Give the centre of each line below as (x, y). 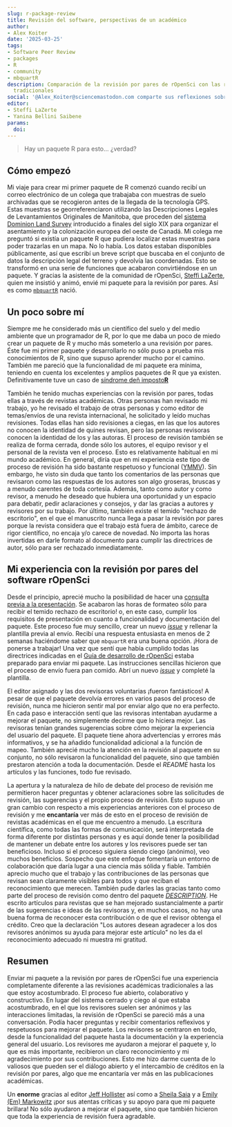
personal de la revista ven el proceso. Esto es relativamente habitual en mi (113, 452)
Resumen (28, 961)
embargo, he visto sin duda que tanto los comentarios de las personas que (114, 474)
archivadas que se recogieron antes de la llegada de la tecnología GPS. (108, 202)
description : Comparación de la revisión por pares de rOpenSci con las (114, 84)
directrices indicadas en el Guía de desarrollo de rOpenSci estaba (101, 655)
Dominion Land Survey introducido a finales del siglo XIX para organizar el (113, 224)
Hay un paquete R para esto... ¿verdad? (80, 149)
